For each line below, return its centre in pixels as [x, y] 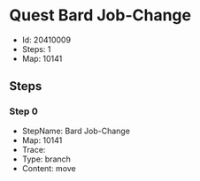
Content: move [49, 168]
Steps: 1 [36, 49]
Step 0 [23, 111]
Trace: [34, 149]
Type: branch [46, 159]
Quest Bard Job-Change [100, 15]
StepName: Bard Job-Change [76, 131]
